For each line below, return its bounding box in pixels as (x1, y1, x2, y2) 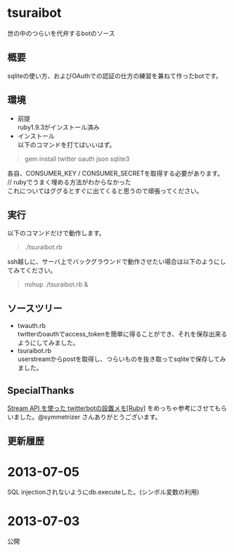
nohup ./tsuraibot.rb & (24, 280, 89, 289)
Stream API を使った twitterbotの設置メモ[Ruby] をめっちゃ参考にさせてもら (7, 404, 227, 412)
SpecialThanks (7, 384, 74, 396)
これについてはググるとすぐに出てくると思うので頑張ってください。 (7, 186, 203, 195)
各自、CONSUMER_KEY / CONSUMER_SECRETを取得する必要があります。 (7, 169, 224, 177)
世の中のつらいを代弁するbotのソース (7, 29, 115, 37)
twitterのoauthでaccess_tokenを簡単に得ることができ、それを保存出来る (17, 330, 228, 339)
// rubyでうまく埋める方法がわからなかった (7, 178, 131, 186)
